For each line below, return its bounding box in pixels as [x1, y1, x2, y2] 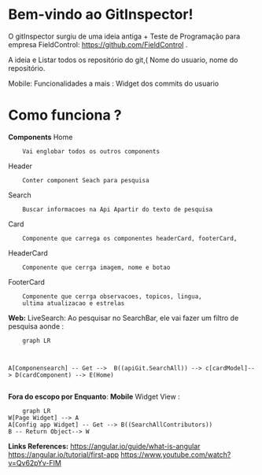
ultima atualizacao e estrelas [22, 299, 125, 307]
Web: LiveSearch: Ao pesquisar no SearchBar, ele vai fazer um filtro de [8, 313, 239, 322]
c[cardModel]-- [205, 364, 256, 372]
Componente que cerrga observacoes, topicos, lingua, [22, 293, 202, 300]
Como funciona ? [8, 106, 122, 124]
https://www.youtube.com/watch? [120, 450, 231, 459]
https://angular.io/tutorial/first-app [8, 450, 120, 459]
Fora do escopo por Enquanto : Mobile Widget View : [8, 392, 181, 401]
